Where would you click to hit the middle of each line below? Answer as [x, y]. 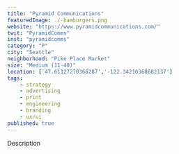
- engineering [40, 104]
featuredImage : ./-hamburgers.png [57, 20]
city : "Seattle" [31, 53]
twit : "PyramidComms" [39, 33]
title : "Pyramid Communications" [56, 14]
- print [31, 98]
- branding [36, 110]
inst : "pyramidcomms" [39, 40]
